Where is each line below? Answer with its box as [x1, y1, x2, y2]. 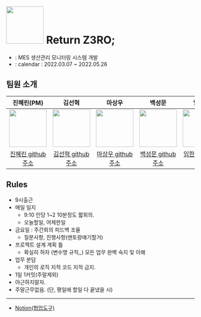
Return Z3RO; [45, 33, 115, 47]
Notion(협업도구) [14, 304, 55, 311]
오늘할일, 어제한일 [23, 218, 66, 225]
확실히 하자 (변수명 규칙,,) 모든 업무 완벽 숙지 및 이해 [23, 248, 145, 255]
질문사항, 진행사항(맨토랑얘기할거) [23, 233, 103, 240]
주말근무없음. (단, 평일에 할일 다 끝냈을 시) [14, 286, 113, 293]
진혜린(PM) [13, 99, 44, 107]
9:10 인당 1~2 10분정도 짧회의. [23, 211, 95, 218]
